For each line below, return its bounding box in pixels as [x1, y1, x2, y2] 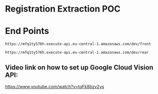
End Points [5, 26, 50, 37]
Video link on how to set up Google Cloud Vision [5, 63, 154, 71]
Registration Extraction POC [5, 3, 121, 15]
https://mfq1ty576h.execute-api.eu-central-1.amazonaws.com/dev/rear [5, 50, 149, 55]
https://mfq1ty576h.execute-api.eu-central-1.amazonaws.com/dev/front [5, 42, 151, 47]
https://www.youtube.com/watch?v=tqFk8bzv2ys [5, 83, 105, 89]
